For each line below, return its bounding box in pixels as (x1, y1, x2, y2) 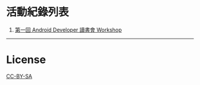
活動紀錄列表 (6, 5, 70, 19)
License (6, 53, 46, 67)
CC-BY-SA (6, 73, 33, 80)
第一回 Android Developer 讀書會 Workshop (14, 26, 122, 33)
